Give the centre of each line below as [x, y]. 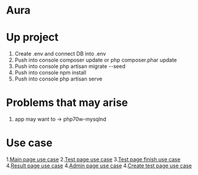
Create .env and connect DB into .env [60, 54]
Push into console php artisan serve [58, 79]
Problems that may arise [67, 103]
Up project [33, 38]
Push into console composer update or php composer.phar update [96, 60]
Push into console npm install [51, 73]
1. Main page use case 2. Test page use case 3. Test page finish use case [93, 159]
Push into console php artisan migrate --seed [70, 66]
